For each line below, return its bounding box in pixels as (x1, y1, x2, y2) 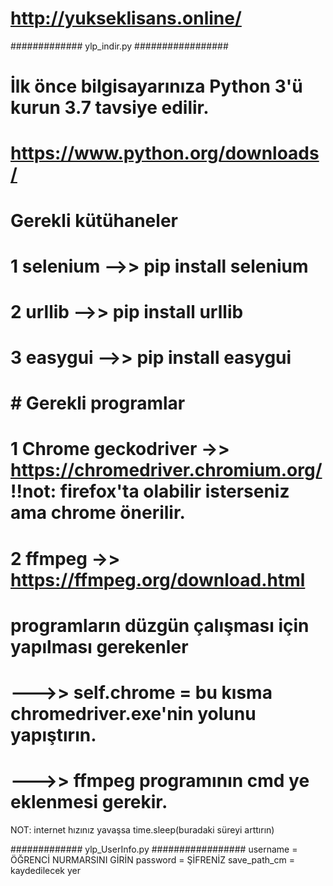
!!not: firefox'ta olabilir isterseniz (10, 480, 290, 503)
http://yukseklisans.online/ (10, 7, 242, 30)
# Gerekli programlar (10, 392, 186, 415)
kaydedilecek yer (10, 864, 81, 876)
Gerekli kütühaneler (10, 209, 178, 232)
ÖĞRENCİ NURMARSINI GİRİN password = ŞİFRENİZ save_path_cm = (10, 853, 295, 866)
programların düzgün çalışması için (10, 614, 310, 637)
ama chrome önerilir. (10, 502, 186, 524)
